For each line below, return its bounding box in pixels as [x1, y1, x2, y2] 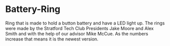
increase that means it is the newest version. [5, 36, 99, 42]
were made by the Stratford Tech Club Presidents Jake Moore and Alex [5, 25, 154, 31]
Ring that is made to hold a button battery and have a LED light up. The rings [5, 20, 165, 26]
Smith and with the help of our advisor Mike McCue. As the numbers [5, 30, 149, 36]
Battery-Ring [5, 3, 61, 15]
